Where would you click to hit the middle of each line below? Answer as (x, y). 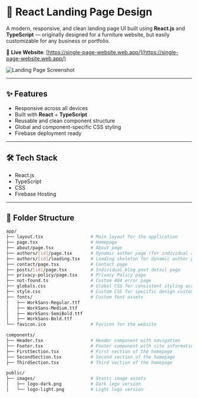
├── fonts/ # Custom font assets (75, 297)
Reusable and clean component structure (65, 121)
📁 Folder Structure (40, 218)
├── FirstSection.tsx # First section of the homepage (89, 351)
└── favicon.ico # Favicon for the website (82, 324)
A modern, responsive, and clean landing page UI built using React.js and (96, 28)
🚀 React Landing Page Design (79, 12)
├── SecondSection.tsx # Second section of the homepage (91, 357)
